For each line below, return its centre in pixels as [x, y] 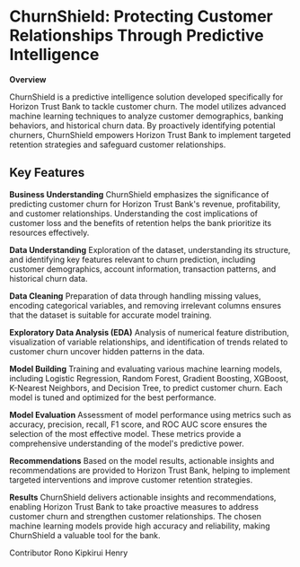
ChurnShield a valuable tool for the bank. [85, 535]
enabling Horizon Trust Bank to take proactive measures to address [134, 506]
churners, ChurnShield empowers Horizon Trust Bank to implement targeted [150, 135]
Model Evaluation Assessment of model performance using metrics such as [150, 414]
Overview [28, 79]
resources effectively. [49, 232]
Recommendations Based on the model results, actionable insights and [142, 460]
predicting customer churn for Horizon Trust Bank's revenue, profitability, [145, 204]
